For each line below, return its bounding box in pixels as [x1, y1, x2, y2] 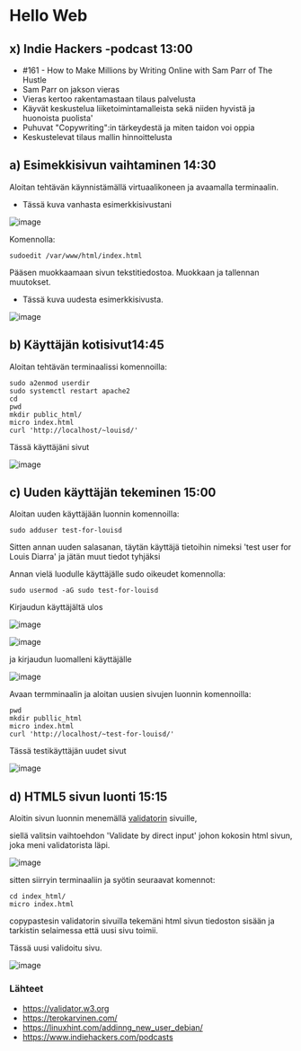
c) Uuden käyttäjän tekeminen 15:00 [9, 485, 217, 500]
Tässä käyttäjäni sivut [9, 441, 90, 452]
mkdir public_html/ [9, 410, 83, 419]
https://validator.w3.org [22, 1002, 110, 1013]
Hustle [22, 75, 48, 85]
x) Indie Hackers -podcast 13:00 [9, 41, 193, 57]
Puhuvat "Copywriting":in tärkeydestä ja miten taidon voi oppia [22, 122, 255, 133]
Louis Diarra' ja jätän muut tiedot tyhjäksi [9, 552, 161, 562]
